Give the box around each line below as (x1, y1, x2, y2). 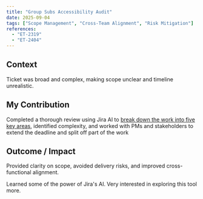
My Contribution (6, 99, 70, 110)
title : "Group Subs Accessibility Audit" (6, 8, 113, 15)
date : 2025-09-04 (6, 15, 50, 21)
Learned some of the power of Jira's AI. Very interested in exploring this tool (6, 180, 197, 188)
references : (6, 25, 36, 32)
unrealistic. (6, 82, 34, 89)
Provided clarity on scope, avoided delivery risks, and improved (6, 162, 165, 170)
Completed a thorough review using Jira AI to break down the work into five (6, 116, 195, 123)
